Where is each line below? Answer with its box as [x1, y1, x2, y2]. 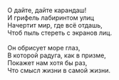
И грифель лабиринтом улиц [7, 13, 95, 22]
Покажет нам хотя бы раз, [7, 59, 88, 67]
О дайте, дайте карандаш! [7, 6, 87, 14]
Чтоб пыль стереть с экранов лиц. [7, 28, 113, 37]
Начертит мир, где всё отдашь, [7, 21, 103, 29]
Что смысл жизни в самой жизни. [7, 67, 111, 74]
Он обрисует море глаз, [7, 44, 81, 52]
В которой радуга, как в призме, [7, 51, 107, 59]
